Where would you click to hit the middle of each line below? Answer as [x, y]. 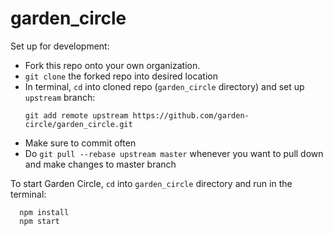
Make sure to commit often [80, 143]
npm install [44, 212]
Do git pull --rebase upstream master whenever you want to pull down [174, 153]
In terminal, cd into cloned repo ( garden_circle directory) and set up [164, 86]
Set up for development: [60, 46]
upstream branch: [60, 97]
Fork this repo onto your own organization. [112, 65]
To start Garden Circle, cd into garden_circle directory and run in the [151, 183]
